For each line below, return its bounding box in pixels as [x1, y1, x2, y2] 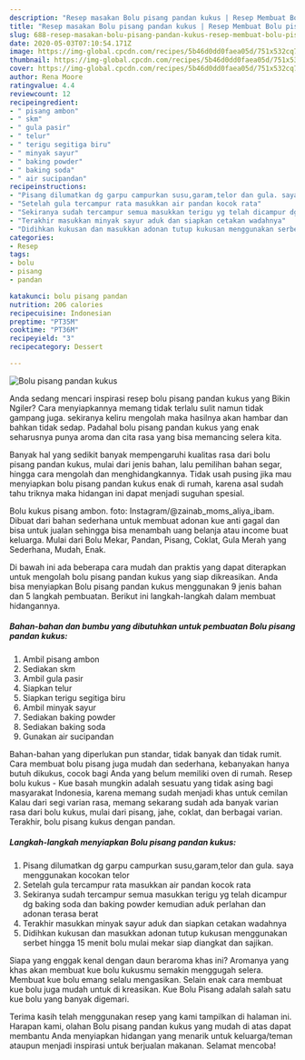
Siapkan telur [22, 683, 73, 694]
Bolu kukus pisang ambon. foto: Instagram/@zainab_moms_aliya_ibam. [9, 505, 275, 516]
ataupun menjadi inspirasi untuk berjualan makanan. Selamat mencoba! [9, 1040, 277, 1051]
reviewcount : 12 [9, 89, 71, 98]
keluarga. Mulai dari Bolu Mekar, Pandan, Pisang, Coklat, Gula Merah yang [9, 534, 287, 545]
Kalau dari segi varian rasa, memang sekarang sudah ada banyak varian [9, 796, 279, 807]
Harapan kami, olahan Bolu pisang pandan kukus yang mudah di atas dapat [9, 1020, 292, 1032]
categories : [9, 233, 54, 242]
